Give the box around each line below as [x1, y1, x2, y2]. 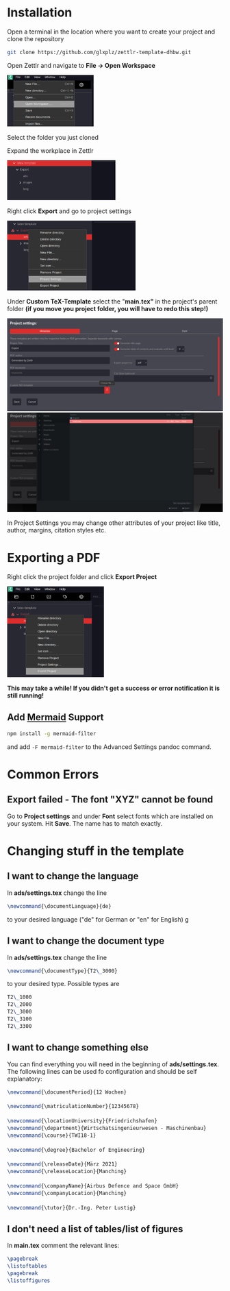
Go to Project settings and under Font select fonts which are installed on [7, 812, 214, 820]
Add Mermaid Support [7, 711, 104, 723]
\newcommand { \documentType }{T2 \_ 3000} [7, 968, 118, 974]
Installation [7, 5, 73, 21]
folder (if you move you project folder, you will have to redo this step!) [7, 305, 209, 313]
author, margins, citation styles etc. [7, 526, 106, 534]
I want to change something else [7, 1042, 149, 1053]
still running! [7, 691, 44, 700]
